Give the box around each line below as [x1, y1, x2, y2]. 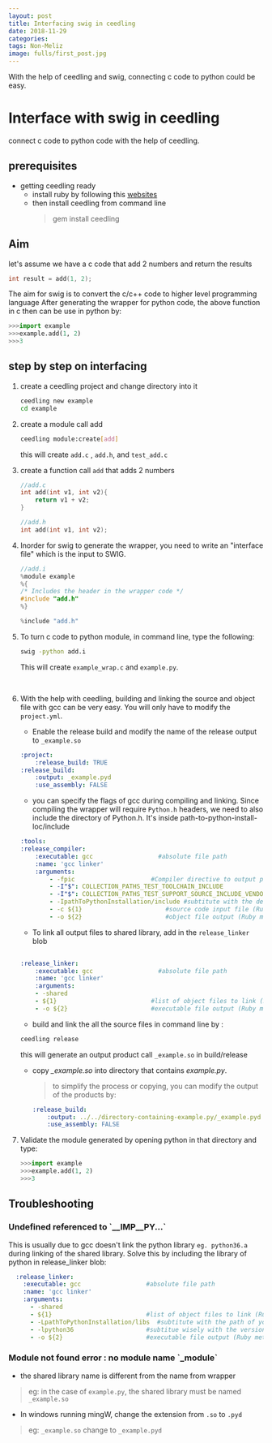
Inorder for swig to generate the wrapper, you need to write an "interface [19, 541, 264, 550]
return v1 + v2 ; [35, 496, 90, 504]
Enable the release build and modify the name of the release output [32, 726, 257, 736]
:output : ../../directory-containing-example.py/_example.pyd [47, 1113, 261, 1121]
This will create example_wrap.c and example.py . [19, 662, 179, 672]
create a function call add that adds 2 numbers [19, 465, 176, 475]
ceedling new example [19, 397, 93, 405]
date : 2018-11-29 [8, 27, 67, 35]
